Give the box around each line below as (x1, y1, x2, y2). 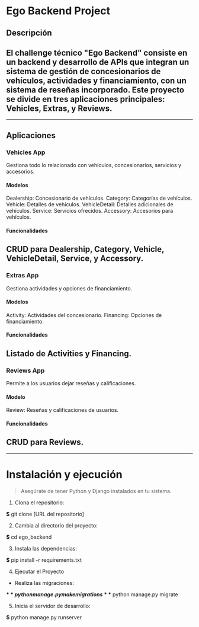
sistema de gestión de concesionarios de (6, 66, 161, 76)
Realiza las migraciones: (14, 579, 74, 586)
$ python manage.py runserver (6, 613, 82, 620)
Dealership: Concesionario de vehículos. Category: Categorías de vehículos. (6, 194, 192, 202)
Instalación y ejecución (6, 468, 123, 481)
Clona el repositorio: (14, 499, 65, 506)
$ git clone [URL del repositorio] (6, 510, 85, 517)
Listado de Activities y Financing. (6, 348, 132, 359)
